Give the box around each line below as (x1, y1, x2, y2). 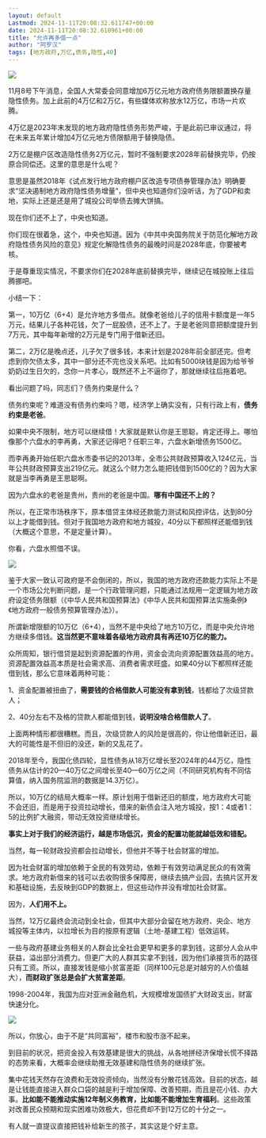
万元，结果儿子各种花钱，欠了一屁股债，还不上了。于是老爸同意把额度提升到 (8, 320, 258, 329)
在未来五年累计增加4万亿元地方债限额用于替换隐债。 (8, 132, 180, 142)
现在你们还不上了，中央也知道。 (8, 213, 112, 222)
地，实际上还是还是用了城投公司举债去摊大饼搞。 (8, 196, 168, 205)
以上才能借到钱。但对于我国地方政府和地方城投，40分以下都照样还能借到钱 (8, 517, 253, 526)
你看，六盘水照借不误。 (8, 544, 85, 553)
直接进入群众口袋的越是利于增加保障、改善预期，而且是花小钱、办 (35, 1085, 251, 1094)
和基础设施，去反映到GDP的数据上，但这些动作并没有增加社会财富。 (8, 883, 231, 892)
